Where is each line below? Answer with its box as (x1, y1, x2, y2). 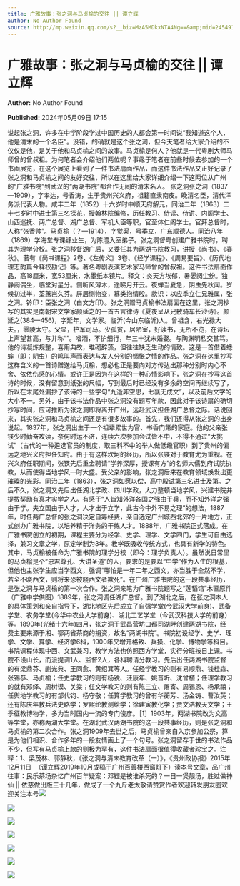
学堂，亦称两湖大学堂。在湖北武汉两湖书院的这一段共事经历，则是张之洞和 (13, 718, 233, 727)
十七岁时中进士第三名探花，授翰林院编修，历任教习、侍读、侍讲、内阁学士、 (7, 209, 233, 218)
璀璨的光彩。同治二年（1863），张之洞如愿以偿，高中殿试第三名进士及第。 (7, 477, 225, 486)
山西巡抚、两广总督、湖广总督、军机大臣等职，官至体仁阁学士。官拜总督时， (7, 218, 233, 227)
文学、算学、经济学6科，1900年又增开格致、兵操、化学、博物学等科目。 (19, 637, 232, 647)
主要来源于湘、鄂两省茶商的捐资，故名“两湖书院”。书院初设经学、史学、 (13, 629, 226, 637)
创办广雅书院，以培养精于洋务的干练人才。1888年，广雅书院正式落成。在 (13, 522, 229, 530)
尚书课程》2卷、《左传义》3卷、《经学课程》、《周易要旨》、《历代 (41, 254, 225, 262)
